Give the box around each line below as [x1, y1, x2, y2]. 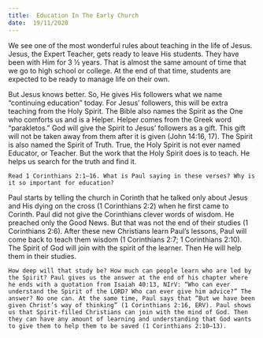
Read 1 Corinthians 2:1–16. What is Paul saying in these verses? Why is [8, 171, 256, 180]
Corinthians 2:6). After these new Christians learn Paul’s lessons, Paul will [8, 226, 247, 235]
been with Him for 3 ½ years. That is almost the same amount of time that [8, 57, 246, 67]
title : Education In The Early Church [8, 11, 139, 20]
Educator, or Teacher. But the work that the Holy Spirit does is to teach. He [8, 148, 250, 158]
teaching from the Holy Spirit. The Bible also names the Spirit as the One [8, 106, 243, 115]
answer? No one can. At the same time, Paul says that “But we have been [8, 294, 256, 302]
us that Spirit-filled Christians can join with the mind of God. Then [8, 308, 248, 316]
